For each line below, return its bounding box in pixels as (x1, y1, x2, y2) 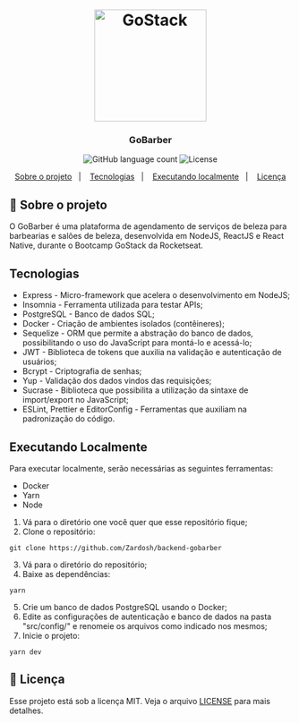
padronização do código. (21, 413, 115, 424)
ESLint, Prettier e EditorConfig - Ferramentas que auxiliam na (21, 404, 248, 415)
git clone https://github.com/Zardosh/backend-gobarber (9, 543, 222, 552)
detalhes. (9, 705, 44, 716)
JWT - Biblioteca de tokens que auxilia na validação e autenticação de (21, 347, 282, 358)
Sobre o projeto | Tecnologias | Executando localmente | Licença (14, 171, 286, 183)
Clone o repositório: (21, 526, 96, 537)
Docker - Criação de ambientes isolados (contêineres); (21, 319, 226, 329)
